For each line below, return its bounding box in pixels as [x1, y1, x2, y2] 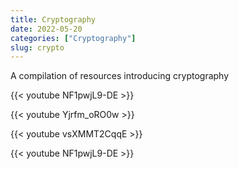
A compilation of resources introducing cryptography [10, 70, 230, 82]
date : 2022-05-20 [10, 24, 83, 34]
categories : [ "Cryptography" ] [10, 33, 137, 43]
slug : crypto [10, 42, 65, 53]
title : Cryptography [10, 14, 97, 25]
